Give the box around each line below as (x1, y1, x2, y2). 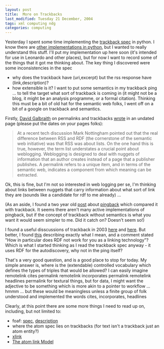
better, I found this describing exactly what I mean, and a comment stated (5, 232, 154, 238)
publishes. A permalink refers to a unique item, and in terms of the (17, 162, 151, 168)
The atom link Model (12, 339, 54, 345)
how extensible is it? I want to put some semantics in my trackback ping (12, 85, 158, 91)
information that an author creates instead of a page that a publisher (17, 156, 155, 162)
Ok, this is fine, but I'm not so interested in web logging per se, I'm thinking (5, 181, 156, 187)
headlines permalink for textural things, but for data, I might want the (5, 278, 143, 284)
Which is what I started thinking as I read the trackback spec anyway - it (5, 242, 151, 248)
